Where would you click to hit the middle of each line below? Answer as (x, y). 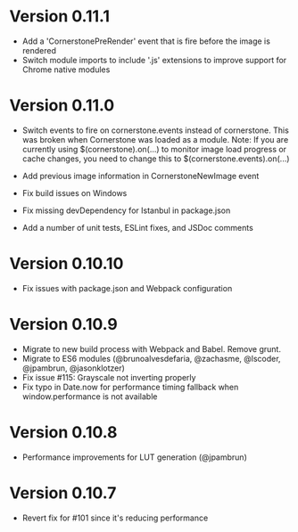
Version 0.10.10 (66, 264)
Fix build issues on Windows (74, 192)
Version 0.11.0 (62, 106)
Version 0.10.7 (63, 493)
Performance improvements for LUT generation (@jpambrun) (134, 457)
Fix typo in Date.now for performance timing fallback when (130, 387)
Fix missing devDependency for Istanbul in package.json (126, 210)
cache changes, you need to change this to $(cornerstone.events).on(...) (156, 159)
